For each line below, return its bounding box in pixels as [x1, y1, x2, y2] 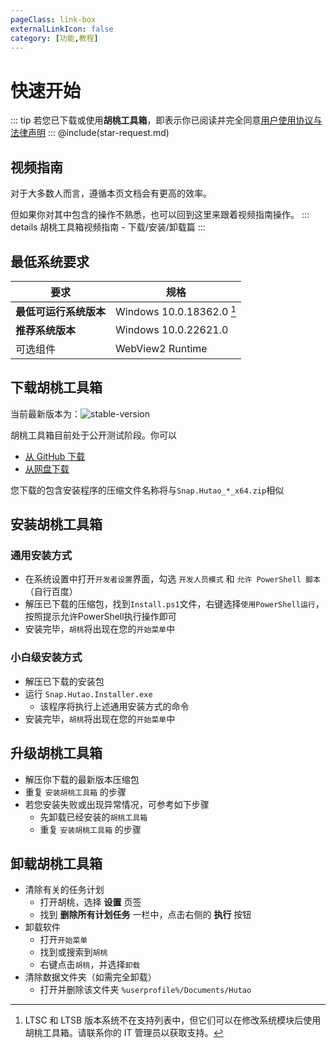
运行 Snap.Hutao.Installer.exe [24, 687, 153, 700]
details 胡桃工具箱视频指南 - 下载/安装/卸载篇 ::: [10, 221, 206, 233]
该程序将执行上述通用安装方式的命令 [39, 700, 190, 712]
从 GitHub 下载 [24, 450, 86, 462]
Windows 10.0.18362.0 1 [115, 303, 237, 319]
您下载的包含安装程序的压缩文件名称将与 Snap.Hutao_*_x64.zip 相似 [10, 484, 285, 496]
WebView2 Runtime [115, 341, 208, 355]
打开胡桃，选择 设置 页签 [39, 896, 142, 908]
